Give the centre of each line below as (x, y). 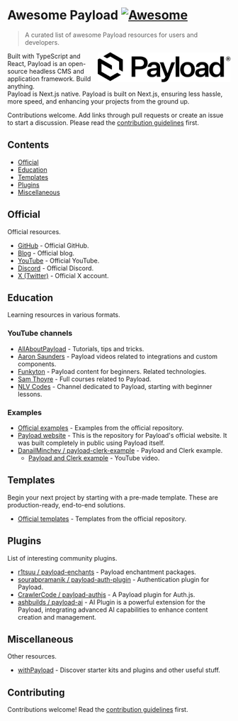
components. (37, 364)
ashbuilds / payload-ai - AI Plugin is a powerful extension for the (111, 602)
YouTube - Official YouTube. (58, 260)
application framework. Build (49, 79)
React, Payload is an (37, 63)
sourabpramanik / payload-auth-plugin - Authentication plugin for (113, 579)
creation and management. (57, 617)
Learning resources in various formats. (64, 315)
